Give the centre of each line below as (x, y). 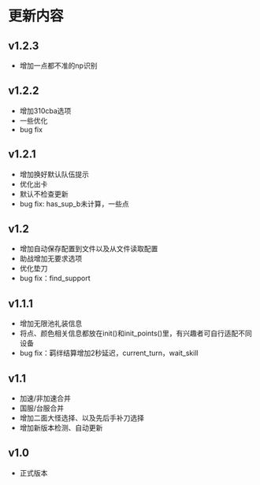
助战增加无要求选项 (51, 259)
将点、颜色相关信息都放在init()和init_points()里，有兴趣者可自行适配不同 (136, 333)
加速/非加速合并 (45, 398)
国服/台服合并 (42, 408)
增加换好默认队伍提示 (54, 174)
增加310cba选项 (45, 110)
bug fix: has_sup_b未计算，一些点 (74, 204)
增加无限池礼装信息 (51, 324)
